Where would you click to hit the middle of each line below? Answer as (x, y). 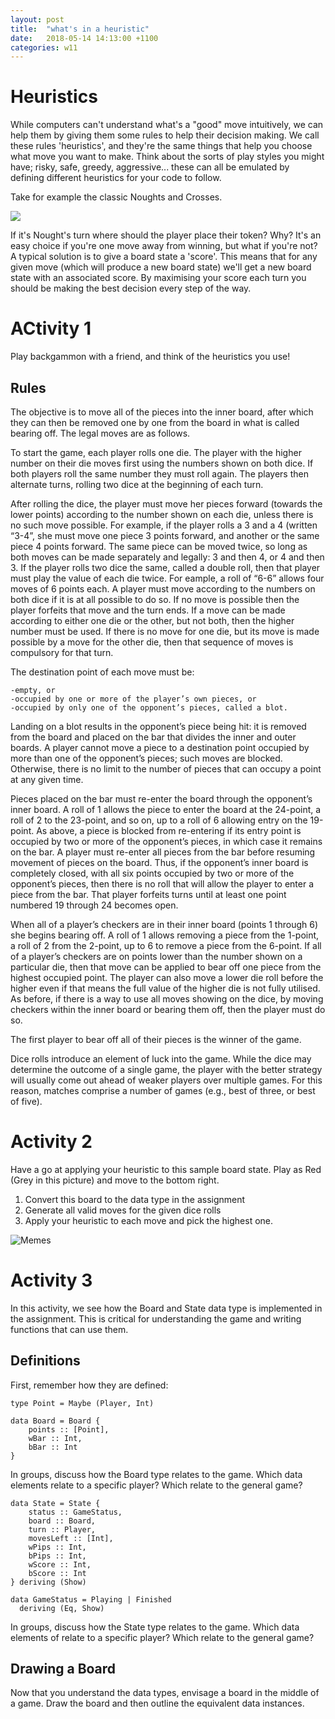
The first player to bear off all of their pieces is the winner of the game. (156, 1039)
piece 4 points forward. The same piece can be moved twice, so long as (159, 546)
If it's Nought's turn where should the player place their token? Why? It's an (166, 235)
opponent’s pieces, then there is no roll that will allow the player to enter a (162, 883)
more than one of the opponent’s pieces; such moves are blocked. (146, 758)
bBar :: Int (53, 1447)
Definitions (45, 1361)
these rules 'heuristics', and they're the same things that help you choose (161, 146)
